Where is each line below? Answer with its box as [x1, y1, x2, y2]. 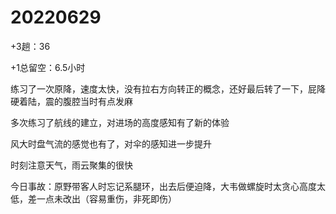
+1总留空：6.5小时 [10, 61, 86, 73]
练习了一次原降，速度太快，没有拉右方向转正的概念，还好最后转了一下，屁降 [10, 82, 326, 95]
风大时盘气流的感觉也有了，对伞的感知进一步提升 [10, 137, 212, 150]
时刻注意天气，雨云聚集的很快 [10, 159, 133, 171]
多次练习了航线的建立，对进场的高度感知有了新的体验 [10, 116, 230, 128]
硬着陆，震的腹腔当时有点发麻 [10, 95, 133, 107]
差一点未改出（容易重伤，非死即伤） [27, 192, 177, 205]
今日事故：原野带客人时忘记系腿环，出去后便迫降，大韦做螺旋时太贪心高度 [10, 180, 317, 192]
